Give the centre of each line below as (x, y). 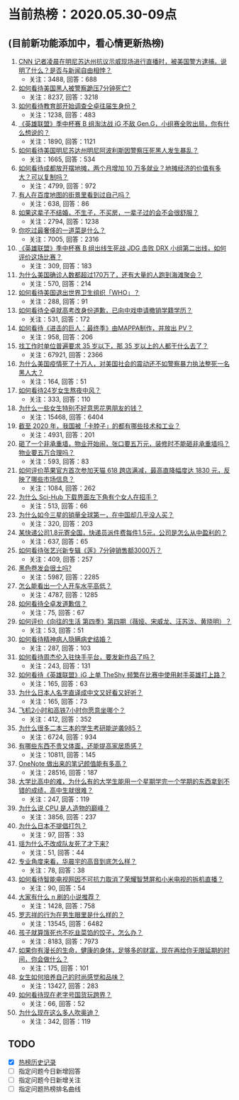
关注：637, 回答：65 (59, 541)
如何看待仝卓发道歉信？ (52, 604)
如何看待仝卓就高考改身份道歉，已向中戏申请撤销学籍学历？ (105, 310)
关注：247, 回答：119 (59, 799)
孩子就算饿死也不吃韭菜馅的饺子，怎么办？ (80, 933)
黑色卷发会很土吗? (45, 568)
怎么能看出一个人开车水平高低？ (65, 586)
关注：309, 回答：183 (60, 266)
